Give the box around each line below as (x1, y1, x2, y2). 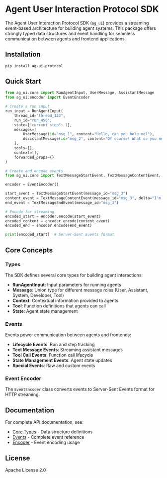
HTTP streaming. (5, 391, 40, 397)
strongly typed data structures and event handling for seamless (5, 30, 135, 36)
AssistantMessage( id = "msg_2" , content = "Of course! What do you (23, 136, 157, 141)
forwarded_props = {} (14, 155, 55, 160)
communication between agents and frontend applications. (5, 36, 126, 42)
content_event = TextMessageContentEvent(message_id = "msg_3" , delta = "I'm (5, 195, 162, 201)
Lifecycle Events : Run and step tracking (12, 342, 95, 348)
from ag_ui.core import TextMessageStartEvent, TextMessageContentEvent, (5, 173, 162, 178)
